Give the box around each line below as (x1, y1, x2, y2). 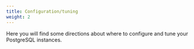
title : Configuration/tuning (6, 8, 78, 15)
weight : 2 (6, 14, 31, 20)
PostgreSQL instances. (6, 36, 62, 43)
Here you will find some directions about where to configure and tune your (6, 30, 189, 37)
